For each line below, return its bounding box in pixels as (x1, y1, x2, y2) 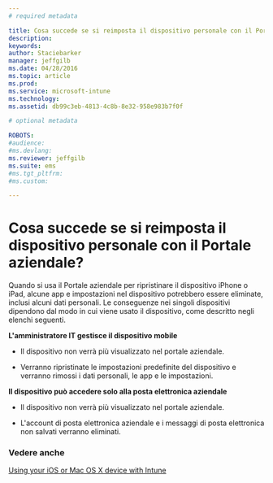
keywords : (8, 41, 42, 50)
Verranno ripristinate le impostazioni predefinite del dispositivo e (19, 363, 237, 372)
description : (8, 34, 53, 42)
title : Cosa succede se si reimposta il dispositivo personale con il (8, 26, 253, 35)
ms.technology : (8, 94, 60, 102)
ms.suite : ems (8, 162, 57, 170)
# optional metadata (8, 117, 79, 125)
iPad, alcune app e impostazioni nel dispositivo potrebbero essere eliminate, (8, 289, 264, 299)
